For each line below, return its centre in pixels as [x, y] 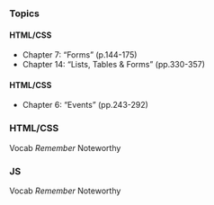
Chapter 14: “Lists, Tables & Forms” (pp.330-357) [113, 65]
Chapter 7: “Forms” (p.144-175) [80, 55]
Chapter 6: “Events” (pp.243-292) [85, 105]
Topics [25, 13]
